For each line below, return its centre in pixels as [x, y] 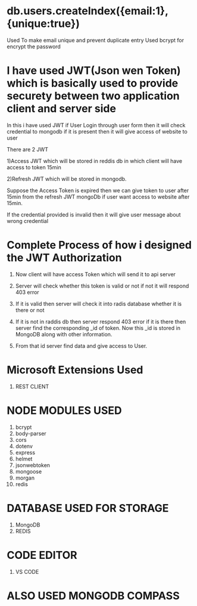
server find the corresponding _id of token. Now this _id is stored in [98, 328]
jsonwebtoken [32, 465]
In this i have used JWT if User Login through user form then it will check [96, 125]
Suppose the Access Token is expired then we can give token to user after [98, 190]
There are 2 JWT [27, 149]
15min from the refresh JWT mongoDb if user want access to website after [98, 197]
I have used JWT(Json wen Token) [94, 71]
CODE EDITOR [42, 555]
